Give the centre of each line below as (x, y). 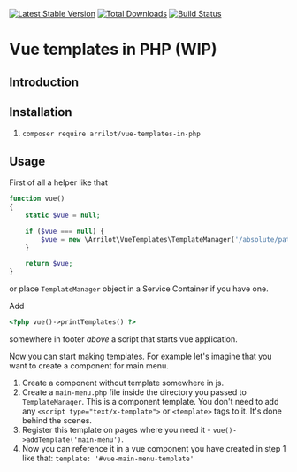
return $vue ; (49, 264)
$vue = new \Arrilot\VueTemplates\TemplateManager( (138, 239)
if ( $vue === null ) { (65, 231)
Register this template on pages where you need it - (116, 430)
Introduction (44, 82)
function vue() (37, 199)
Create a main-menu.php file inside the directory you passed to (134, 392)
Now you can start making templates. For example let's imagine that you (141, 356)
